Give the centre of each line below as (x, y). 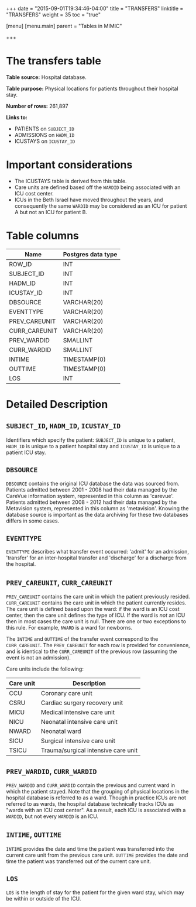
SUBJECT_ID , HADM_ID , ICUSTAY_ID (63, 426)
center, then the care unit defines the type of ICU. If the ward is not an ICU (96, 615)
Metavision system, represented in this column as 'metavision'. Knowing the (97, 508)
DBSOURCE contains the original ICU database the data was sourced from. (93, 483)
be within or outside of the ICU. (44, 898)
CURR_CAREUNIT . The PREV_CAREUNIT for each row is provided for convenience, (98, 645)
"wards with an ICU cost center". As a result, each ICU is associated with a (96, 810)
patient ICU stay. (26, 452)
